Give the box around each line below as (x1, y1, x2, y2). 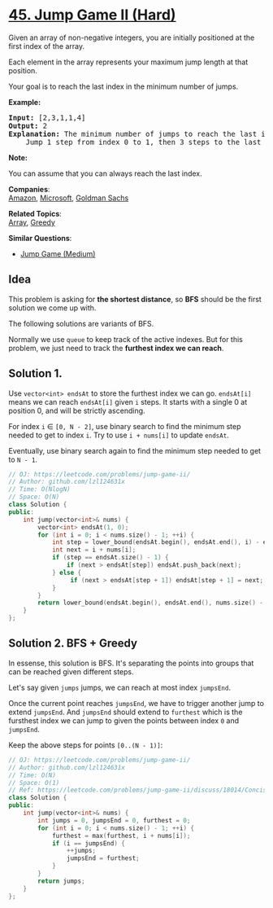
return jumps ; (37, 877, 85, 885)
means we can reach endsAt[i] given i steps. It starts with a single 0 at (8, 397, 248, 406)
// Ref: (8, 786, 35, 795)
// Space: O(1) (8, 779, 60, 787)
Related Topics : (8, 208, 63, 218)
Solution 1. (8, 366, 63, 380)
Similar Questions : (8, 233, 72, 243)
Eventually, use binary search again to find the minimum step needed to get (8, 445, 262, 455)
